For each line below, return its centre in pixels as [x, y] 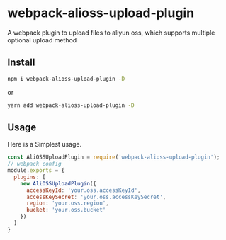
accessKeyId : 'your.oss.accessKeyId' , [83, 190]
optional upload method [42, 40]
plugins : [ [30, 177]
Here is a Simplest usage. [45, 144]
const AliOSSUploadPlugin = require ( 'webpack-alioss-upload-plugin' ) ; [114, 157]
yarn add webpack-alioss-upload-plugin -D [71, 105]
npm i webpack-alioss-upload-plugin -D [66, 79]
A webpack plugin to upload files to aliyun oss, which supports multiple [111, 33]
